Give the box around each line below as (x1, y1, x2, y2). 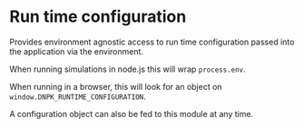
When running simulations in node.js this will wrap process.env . (9, 64, 247, 74)
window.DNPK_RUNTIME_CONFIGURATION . (9, 91, 147, 102)
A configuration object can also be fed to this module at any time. (9, 108, 254, 119)
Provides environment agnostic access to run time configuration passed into (9, 36, 295, 47)
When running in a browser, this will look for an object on (9, 81, 222, 92)
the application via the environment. (9, 45, 143, 56)
